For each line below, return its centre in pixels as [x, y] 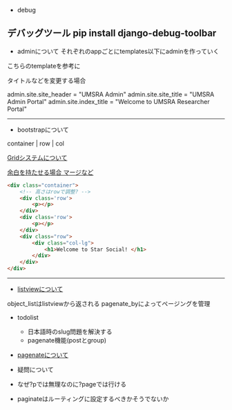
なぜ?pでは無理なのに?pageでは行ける [72, 385]
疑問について [35, 370]
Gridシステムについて [37, 157]
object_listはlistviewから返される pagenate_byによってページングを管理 [109, 304]
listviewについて [40, 289]
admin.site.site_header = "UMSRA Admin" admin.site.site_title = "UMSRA [111, 94]
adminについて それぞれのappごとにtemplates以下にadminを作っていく [118, 51]
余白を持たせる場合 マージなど [50, 172]
